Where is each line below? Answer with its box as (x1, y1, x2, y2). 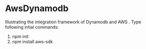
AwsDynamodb (5, 3, 69, 14)
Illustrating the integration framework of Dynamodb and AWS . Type (5, 19, 142, 25)
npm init (12, 33, 29, 39)
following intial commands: (5, 24, 59, 30)
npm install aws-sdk (12, 38, 53, 44)
